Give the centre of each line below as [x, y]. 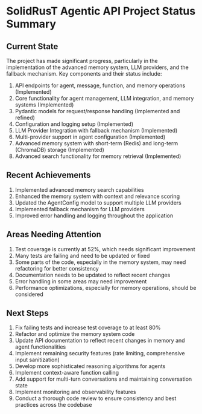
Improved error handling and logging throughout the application [94, 215]
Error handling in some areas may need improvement [81, 281]
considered [29, 294]
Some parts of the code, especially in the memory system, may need [100, 262]
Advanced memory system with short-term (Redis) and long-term [96, 143]
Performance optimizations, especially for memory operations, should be [106, 287]
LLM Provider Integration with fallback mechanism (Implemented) [96, 130]
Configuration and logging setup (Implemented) [74, 124]
